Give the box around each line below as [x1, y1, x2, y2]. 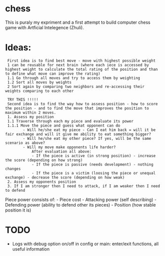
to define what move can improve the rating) [5, 71, 100, 76]
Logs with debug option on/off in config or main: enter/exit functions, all [12, 241, 159, 247]
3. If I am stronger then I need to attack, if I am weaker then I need [7, 183, 161, 188]
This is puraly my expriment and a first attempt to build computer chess [5, 19, 151, 25]
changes [5, 166, 21, 171]
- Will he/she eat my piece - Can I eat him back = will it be [23, 127, 156, 132]
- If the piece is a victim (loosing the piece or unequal [31, 171, 156, 175]
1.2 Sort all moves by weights [7, 80, 72, 85]
